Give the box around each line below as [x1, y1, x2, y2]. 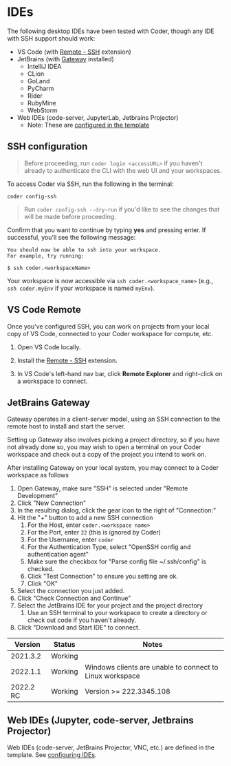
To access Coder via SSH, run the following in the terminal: [7, 180, 174, 188]
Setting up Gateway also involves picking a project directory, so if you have [7, 435, 220, 444]
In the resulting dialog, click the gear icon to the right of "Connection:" [16, 506, 217, 515]
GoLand [27, 76, 50, 85]
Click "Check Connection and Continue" [16, 594, 131, 603]
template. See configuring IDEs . [7, 751, 97, 759]
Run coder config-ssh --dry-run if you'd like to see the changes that [23, 205, 220, 214]
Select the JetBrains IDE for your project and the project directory [16, 601, 203, 610]
